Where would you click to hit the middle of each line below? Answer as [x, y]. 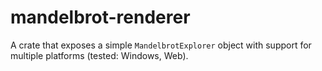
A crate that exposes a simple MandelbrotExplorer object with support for [161, 45]
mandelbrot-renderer [100, 17]
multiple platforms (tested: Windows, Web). [99, 55]
